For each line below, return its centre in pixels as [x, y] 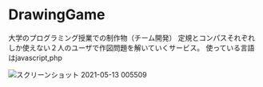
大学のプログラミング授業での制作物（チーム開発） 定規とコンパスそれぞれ [132, 38]
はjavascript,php [35, 57]
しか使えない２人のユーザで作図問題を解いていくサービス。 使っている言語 [131, 47]
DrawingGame [57, 15]
